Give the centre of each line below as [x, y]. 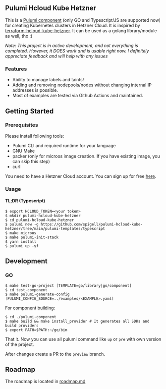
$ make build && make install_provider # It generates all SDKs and [77, 321]
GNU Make [24, 151]
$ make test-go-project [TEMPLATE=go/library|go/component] [69, 285]
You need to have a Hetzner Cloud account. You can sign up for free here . [81, 176]
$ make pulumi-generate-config [37, 294]
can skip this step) [31, 161]
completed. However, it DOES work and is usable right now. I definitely [77, 51]
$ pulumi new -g [22, 224]
